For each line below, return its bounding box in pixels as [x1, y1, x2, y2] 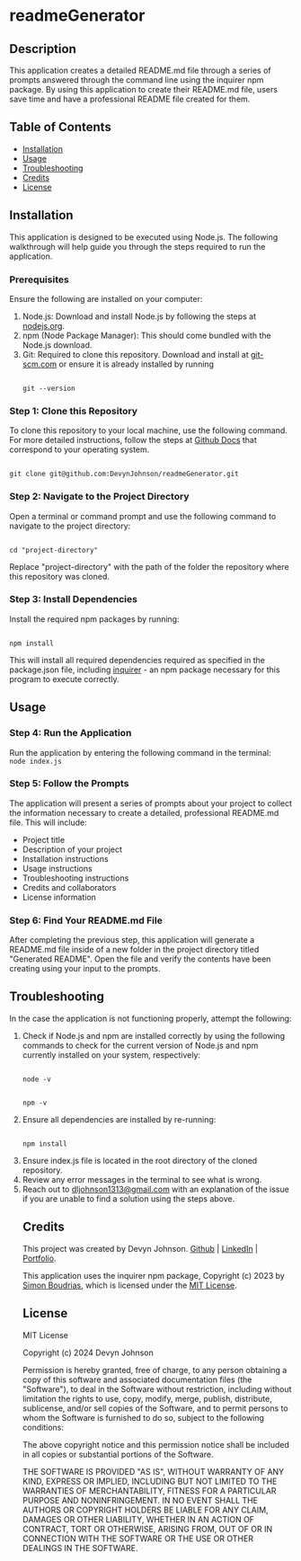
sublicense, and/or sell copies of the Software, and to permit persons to [22, 1403, 289, 1414]
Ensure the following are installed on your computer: [9, 293, 203, 304]
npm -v [22, 1098, 48, 1107]
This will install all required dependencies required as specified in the [9, 654, 265, 665]
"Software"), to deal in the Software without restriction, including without [22, 1383, 292, 1394]
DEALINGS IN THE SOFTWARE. [22, 1542, 138, 1553]
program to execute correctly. [9, 673, 120, 684]
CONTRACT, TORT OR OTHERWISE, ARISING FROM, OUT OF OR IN [22, 1523, 272, 1534]
